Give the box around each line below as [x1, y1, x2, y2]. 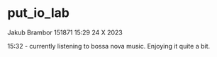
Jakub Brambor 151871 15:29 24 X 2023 [7, 28, 123, 37]
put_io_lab [7, 5, 69, 21]
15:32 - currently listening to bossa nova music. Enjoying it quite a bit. [7, 42, 211, 50]
